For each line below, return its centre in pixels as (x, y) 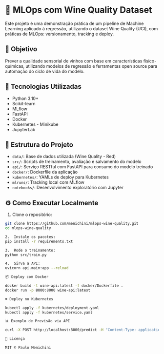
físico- (150, 61)
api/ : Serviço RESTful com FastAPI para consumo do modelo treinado (82, 167)
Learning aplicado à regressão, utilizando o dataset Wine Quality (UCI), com (82, 28)
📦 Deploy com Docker (27, 277)
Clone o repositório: (32, 215)
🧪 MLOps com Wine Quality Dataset (79, 10)
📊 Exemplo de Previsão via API (38, 321)
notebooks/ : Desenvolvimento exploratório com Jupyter (68, 188)
